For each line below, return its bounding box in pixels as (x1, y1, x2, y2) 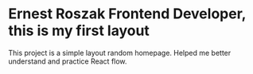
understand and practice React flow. (8, 56, 127, 66)
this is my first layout (8, 21, 150, 40)
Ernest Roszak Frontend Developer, (8, 5, 247, 23)
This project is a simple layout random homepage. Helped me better (8, 48, 232, 57)
